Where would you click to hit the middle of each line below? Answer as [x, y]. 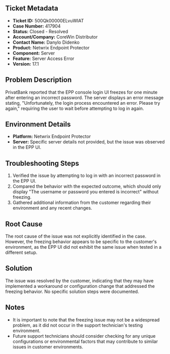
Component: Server [34, 53]
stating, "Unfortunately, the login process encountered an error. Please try [83, 103]
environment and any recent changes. [52, 208]
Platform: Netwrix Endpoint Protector [52, 136]
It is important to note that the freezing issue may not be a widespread [86, 319]
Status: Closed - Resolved [40, 31]
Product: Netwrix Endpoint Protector [51, 47]
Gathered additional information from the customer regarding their [82, 202]
